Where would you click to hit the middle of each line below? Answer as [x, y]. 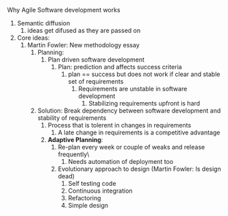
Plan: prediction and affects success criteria [120, 67]
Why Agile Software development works [64, 10]
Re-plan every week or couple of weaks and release [131, 147]
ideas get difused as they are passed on [84, 31]
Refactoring [85, 198]
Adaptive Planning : [75, 140]
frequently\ [74, 154]
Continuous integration [100, 191]
